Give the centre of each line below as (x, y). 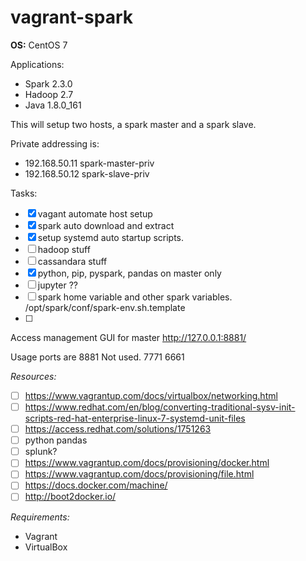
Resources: (33, 376)
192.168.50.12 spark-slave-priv (87, 173)
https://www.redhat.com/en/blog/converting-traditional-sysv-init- (160, 407)
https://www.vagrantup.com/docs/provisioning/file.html (139, 474)
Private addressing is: (55, 143)
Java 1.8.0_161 (53, 105)
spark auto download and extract (106, 225)
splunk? (41, 452)
